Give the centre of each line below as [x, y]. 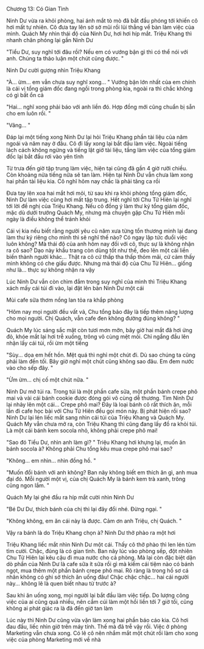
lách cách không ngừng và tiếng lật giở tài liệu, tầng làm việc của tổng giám [101, 150]
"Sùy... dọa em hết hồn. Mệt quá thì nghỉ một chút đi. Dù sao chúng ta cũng [101, 355]
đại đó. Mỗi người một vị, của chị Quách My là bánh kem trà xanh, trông [96, 479]
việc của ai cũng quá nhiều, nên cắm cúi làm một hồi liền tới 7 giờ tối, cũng [100, 602]
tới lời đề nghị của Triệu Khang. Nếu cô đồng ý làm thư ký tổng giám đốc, [98, 206]
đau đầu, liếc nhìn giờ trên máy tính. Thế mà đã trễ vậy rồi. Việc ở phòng [97, 626]
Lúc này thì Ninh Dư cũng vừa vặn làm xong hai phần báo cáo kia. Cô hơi [97, 620]
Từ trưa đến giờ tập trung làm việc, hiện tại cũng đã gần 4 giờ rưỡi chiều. [97, 168]
